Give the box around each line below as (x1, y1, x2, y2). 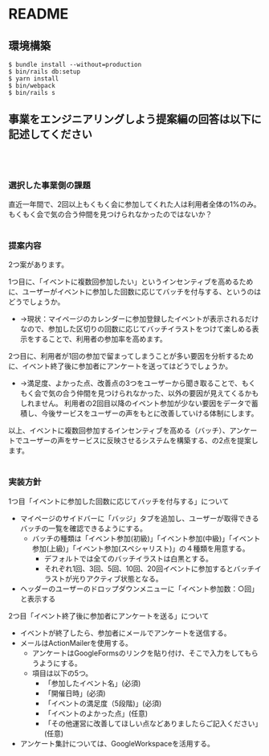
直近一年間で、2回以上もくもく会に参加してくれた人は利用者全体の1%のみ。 (8, 199, 261, 209)
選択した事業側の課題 (8, 179, 91, 191)
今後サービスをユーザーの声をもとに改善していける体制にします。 (41, 409, 259, 418)
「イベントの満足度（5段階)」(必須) (43, 698, 162, 708)
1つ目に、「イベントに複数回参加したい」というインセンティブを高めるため (8, 277, 254, 286)
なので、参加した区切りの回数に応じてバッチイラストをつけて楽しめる (19, 324, 252, 334)
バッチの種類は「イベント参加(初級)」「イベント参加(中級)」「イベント (31, 533, 261, 543)
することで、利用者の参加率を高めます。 (34, 335, 167, 344)
